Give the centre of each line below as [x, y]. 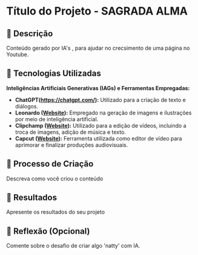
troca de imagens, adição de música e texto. [70, 132]
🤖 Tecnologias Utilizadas [54, 74]
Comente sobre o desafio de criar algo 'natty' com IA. [73, 246]
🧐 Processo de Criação [50, 164]
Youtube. [18, 55]
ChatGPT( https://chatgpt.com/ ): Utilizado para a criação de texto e [100, 100]
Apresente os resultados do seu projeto [55, 212]
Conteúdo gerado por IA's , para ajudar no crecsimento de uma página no [98, 48]
